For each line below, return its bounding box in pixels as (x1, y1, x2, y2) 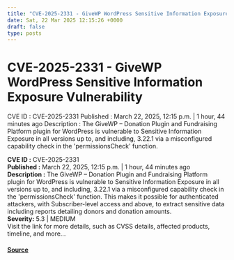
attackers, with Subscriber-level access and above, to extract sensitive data (7, 200, 225, 208)
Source (7, 245, 29, 254)
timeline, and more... (7, 229, 66, 238)
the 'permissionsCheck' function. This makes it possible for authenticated (7, 192, 219, 201)
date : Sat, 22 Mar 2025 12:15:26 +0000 (7, 17, 123, 24)
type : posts (7, 29, 42, 37)
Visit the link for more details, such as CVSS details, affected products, (7, 222, 210, 231)
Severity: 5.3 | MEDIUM (7, 215, 76, 223)
